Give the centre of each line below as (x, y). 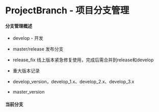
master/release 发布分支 (38, 49)
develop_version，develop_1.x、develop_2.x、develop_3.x (73, 82)
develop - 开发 (28, 38)
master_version (29, 92)
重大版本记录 (26, 71)
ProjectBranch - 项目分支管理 (67, 10)
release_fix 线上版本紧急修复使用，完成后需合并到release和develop (83, 60)
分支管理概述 (19, 26)
